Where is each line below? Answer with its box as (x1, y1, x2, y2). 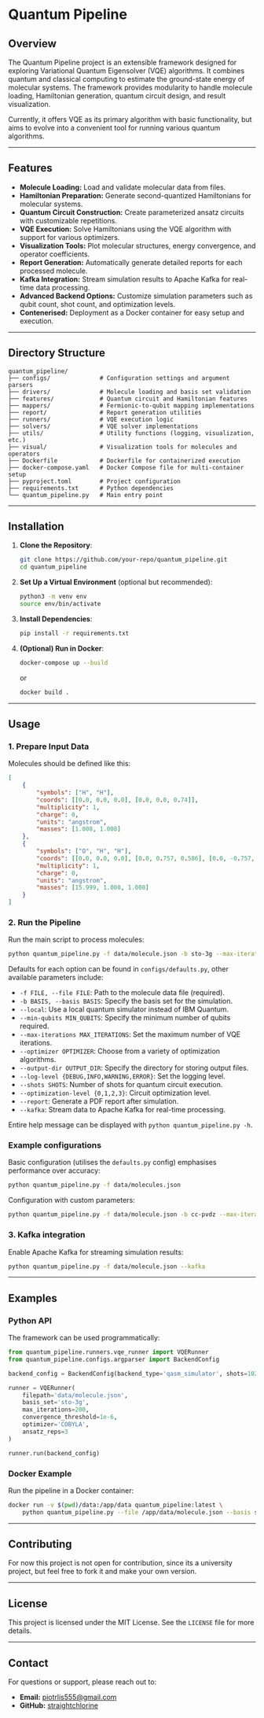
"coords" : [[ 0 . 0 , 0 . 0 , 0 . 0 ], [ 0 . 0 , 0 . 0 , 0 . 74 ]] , (36, 796, 199, 804)
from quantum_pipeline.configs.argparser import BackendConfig (8, 1355, 220, 1363)
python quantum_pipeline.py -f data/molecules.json (8, 1182, 181, 1189)
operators (8, 450, 41, 458)
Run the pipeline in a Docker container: (8, 1485, 134, 1495)
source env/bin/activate (19, 600, 101, 608)
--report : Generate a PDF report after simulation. (19, 1097, 179, 1106)
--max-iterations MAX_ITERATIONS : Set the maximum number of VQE (19, 1030, 241, 1039)
